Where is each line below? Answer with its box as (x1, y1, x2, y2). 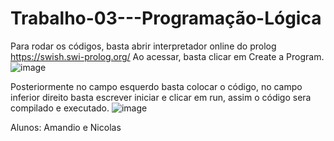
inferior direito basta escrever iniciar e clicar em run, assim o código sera (10, 91, 312, 103)
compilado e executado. (10, 102, 110, 114)
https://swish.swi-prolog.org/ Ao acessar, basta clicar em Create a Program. (10, 50, 325, 62)
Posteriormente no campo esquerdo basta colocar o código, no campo (10, 80, 303, 92)
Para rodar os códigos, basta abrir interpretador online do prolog (10, 40, 277, 52)
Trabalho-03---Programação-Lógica (10, 7, 322, 30)
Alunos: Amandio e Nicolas (10, 121, 122, 133)
